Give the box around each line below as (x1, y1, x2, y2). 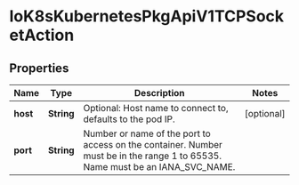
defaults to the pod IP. (83, 113, 175, 125)
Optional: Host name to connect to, (83, 102, 229, 114)
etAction (9, 25, 75, 45)
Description (133, 87, 185, 99)
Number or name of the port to (83, 127, 211, 140)
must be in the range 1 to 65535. (83, 149, 222, 162)
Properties (9, 60, 69, 76)
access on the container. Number (83, 139, 222, 150)
